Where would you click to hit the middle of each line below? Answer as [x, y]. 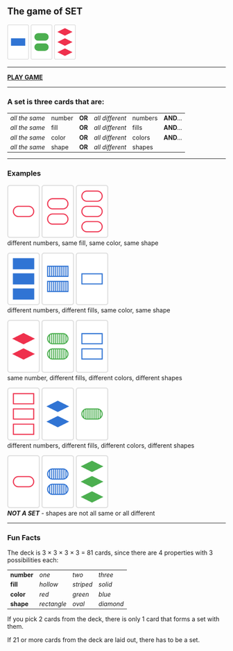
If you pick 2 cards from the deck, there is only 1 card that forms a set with [113, 619]
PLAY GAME [25, 77]
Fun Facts [24, 537]
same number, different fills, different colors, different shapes [95, 378]
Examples [24, 174]
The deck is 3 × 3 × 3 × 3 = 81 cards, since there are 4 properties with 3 [110, 553]
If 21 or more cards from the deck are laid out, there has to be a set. [103, 640]
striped [83, 584]
